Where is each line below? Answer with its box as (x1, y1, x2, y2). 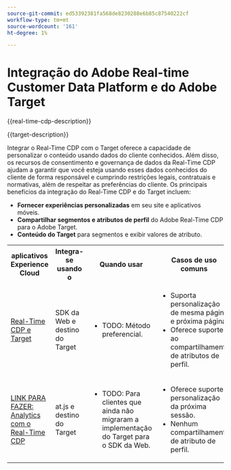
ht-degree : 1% (7, 29, 48, 37)
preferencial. (102, 329, 143, 339)
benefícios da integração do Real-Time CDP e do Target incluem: (7, 187, 191, 196)
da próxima (170, 402, 207, 411)
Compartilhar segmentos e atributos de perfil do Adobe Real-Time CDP (16, 216, 223, 224)
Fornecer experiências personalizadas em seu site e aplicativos (16, 201, 201, 210)
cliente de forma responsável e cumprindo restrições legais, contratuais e (7, 173, 216, 181)
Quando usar (99, 260, 143, 269)
